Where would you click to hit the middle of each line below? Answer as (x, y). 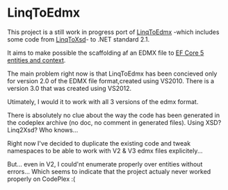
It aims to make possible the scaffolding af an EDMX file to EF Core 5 (106, 53)
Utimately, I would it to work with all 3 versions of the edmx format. (103, 101)
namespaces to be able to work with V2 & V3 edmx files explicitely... (105, 150)
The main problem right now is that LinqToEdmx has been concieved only (112, 74)
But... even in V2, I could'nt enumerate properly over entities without (105, 164)
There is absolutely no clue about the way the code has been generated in (114, 115)
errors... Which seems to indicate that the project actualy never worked (109, 171)
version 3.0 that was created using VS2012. (70, 88)
